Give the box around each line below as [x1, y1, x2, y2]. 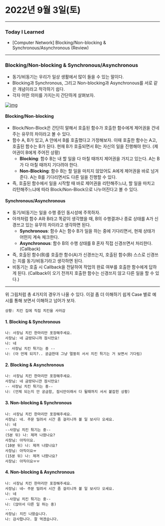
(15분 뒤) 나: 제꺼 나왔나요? [5, 454, 58, 459]
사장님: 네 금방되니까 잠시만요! [5, 336, 60, 341]
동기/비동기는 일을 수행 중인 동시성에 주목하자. [12, 209, 101, 215]
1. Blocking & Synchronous [5, 319, 61, 325]
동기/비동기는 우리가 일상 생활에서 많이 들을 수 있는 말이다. [12, 73, 124, 79]
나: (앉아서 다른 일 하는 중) [5, 502, 56, 507]
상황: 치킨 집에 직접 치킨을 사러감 [5, 308, 66, 313]
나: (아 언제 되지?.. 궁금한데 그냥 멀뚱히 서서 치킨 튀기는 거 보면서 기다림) [5, 352, 142, 357]
